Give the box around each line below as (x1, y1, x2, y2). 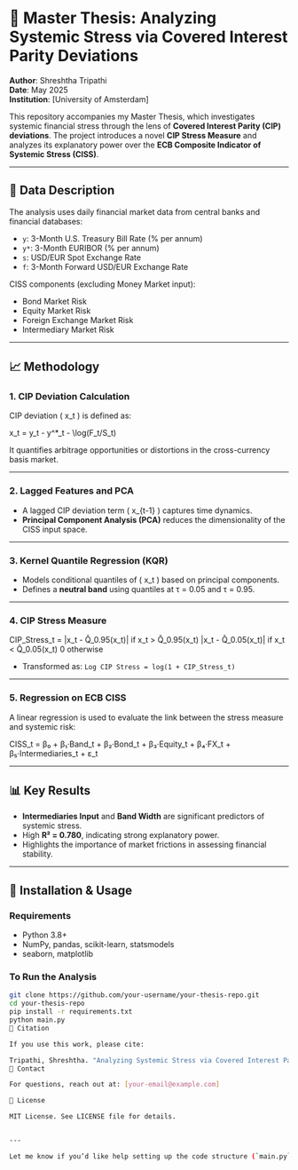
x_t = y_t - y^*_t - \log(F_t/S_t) (9, 428, 117, 439)
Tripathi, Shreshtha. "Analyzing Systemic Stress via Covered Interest (9, 1055, 279, 1064)
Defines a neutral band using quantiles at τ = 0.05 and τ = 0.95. (21, 584, 255, 595)
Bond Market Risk (21, 296, 87, 306)
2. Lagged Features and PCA (9, 485, 135, 497)
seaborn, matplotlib (21, 949, 94, 960)
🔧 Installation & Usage (9, 882, 133, 897)
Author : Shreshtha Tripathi (9, 75, 107, 85)
